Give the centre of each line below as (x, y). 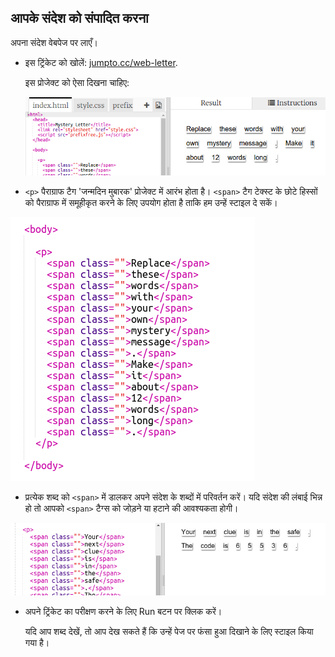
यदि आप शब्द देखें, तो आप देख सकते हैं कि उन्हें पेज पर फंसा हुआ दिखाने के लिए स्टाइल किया (169, 631)
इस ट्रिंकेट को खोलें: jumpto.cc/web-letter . (101, 62)
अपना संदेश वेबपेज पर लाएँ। (54, 42)
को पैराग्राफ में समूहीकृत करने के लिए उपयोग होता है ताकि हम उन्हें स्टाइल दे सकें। (151, 202)
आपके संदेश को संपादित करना (79, 18)
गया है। (37, 642)
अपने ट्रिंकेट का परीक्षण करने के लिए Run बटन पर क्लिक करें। (123, 611)
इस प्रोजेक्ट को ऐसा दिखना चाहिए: (77, 82)
